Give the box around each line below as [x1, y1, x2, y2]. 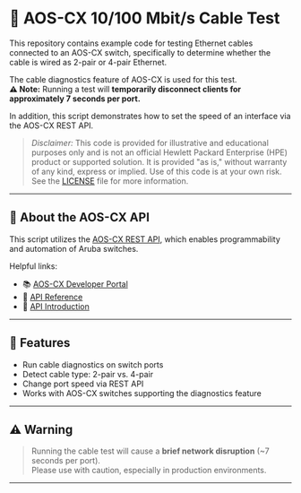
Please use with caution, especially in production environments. [30, 465, 267, 476]
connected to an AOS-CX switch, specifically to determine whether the [9, 47, 271, 57]
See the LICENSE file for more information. [30, 175, 189, 186]
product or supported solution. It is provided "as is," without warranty [30, 156, 288, 167]
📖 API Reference [21, 291, 83, 302]
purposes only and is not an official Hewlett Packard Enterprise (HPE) [30, 147, 288, 158]
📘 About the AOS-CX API [9, 210, 150, 225]
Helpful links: [9, 260, 58, 272]
